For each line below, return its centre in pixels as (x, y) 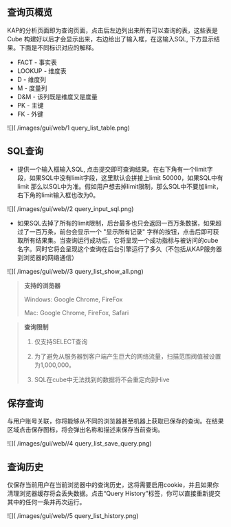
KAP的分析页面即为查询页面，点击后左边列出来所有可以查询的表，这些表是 (113, 30)
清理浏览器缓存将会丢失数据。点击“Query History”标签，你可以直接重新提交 (114, 494)
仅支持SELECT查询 (61, 341)
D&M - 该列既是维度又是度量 (57, 97)
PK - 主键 (30, 105)
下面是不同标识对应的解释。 (58, 48)
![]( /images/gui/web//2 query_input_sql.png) (70, 208)
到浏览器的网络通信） (47, 257)
